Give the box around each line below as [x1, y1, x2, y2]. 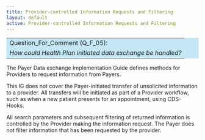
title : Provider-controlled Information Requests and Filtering [6, 9, 173, 15]
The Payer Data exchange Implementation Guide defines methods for [6, 65, 181, 72]
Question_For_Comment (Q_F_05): [9, 39, 108, 47]
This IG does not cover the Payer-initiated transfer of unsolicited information [6, 83, 198, 90]
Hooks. [6, 102, 24, 110]
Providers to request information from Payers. [6, 71, 121, 78]
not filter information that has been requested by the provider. [6, 127, 162, 134]
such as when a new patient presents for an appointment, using [6, 96, 167, 103]
